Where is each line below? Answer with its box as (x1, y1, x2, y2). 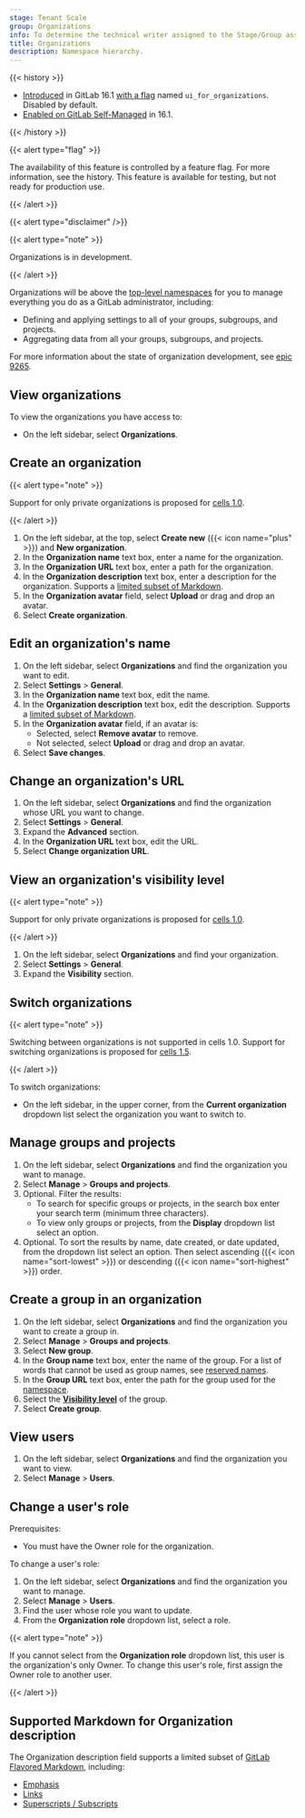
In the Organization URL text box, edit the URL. (22, 836, 200, 847)
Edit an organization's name (9, 636, 171, 651)
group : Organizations (9, 22, 92, 31)
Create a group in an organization (9, 1292, 202, 1308)
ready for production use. (9, 181, 105, 192)
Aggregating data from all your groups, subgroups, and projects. (22, 334, 264, 345)
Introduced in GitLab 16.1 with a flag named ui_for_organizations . (22, 90, 270, 101)
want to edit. (22, 669, 70, 680)
